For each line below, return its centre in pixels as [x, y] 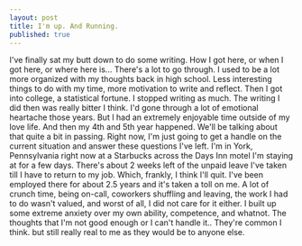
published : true [40, 34]
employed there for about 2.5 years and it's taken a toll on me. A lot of [139, 185]
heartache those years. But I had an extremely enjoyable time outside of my [150, 117]
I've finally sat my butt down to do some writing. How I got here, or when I [146, 60]
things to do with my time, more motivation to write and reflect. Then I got [146, 89]
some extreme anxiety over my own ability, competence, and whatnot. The [148, 214]
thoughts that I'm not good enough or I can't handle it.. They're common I [146, 223]
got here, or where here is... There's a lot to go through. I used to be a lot [144, 69]
